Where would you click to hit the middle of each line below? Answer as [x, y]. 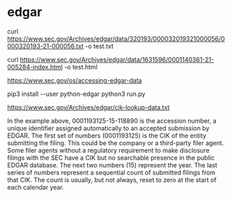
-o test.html [80, 67]
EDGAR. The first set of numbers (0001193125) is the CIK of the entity [107, 135]
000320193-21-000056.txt [46, 46]
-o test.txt [99, 46]
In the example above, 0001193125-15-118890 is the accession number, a [112, 121]
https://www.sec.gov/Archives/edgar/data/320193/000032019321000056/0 [116, 38]
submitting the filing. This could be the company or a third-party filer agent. [116, 142]
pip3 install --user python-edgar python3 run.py [76, 94]
